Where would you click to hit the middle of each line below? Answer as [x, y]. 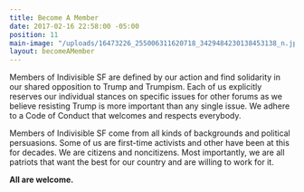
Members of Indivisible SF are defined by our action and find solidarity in [145, 77]
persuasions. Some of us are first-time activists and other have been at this [149, 143]
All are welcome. [42, 180]
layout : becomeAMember [52, 52]
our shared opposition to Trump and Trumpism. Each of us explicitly [136, 87]
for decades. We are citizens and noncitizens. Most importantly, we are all [147, 153]
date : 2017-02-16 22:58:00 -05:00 [75, 26]
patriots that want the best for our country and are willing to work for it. [142, 162]
